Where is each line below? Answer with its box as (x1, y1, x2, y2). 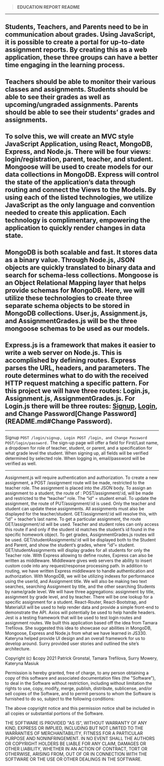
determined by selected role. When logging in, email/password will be (5, 455, 145, 461)
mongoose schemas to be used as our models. (5, 324, 150, 332)
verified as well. (5, 461, 37, 467)
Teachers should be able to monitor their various (5, 78, 156, 86)
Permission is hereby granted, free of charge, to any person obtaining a (5, 670, 149, 676)
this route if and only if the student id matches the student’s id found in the (5, 527, 155, 533)
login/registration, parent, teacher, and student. (5, 155, 153, 164)
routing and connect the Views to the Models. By (5, 186, 156, 194)
